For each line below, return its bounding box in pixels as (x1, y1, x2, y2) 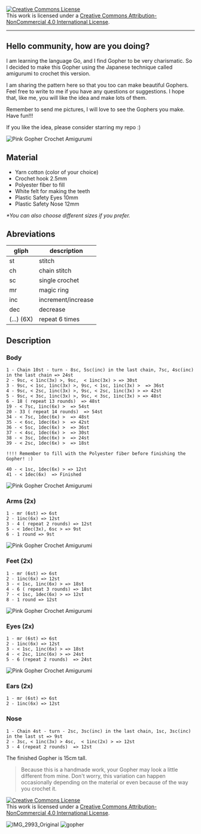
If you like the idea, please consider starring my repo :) (6, 123, 141, 131)
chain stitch (38, 267, 72, 275)
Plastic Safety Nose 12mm (14, 200, 80, 207)
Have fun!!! (6, 112, 33, 119)
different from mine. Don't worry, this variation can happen (20, 772, 166, 780)
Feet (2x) (6, 557, 33, 565)
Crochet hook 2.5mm (14, 175, 68, 182)
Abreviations (6, 229, 56, 239)
